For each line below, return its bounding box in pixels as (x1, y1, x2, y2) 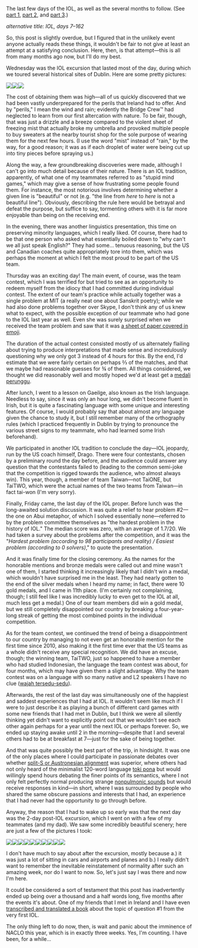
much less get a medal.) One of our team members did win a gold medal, (6, 599, 183, 606)
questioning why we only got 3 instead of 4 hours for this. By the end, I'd (6, 353, 183, 359)
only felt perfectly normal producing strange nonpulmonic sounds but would (6, 778, 192, 785)
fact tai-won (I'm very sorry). (6, 489, 77, 495)
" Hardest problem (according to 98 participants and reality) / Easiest (6, 538, 174, 544)
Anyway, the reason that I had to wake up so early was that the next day (6, 809, 181, 815)
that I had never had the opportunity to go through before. (6, 797, 147, 804)
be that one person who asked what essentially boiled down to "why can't (6, 236, 186, 242)
